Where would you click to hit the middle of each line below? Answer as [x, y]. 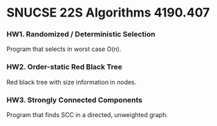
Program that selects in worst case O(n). [64, 49]
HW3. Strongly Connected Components [75, 100]
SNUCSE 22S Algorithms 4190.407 [108, 13]
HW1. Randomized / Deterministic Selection [81, 34]
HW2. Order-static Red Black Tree [64, 67]
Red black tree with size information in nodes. [72, 82]
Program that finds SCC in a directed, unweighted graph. [87, 115]
